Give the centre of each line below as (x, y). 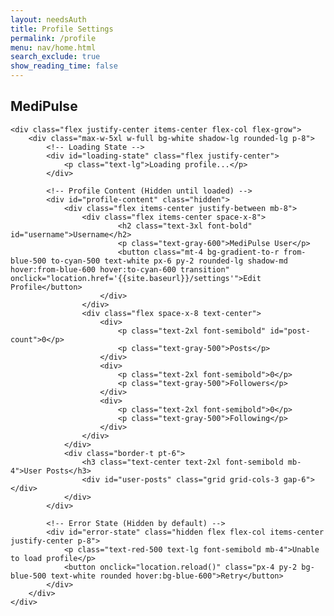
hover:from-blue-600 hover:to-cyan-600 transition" (120, 269)
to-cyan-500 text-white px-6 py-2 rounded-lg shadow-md (169, 261)
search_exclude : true (55, 57)
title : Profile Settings (62, 29)
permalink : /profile (53, 38)
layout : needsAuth (48, 19)
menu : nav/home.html (53, 47)
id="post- (290, 331)
